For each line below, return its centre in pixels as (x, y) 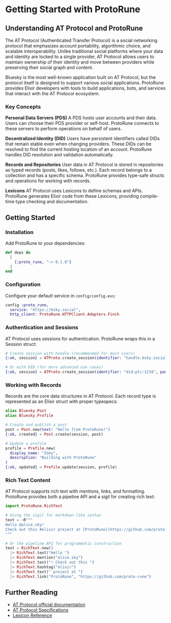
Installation (20, 232)
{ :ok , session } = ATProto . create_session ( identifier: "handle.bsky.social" (87, 358)
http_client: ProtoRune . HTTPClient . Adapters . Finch (65, 314)
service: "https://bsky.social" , (45, 310)
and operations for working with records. (48, 181)
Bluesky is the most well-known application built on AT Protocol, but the (81, 77)
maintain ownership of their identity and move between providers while (80, 62)
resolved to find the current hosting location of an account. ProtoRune (79, 149)
